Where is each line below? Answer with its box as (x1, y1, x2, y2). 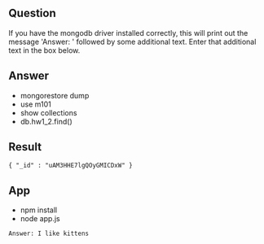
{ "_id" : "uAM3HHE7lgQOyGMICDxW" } (8, 162, 133, 170)
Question (8, 7, 56, 20)
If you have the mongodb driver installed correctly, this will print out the (8, 28, 249, 37)
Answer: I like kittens (8, 229, 90, 238)
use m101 (20, 99, 51, 109)
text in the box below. (8, 45, 81, 55)
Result (8, 140, 42, 154)
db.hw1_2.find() (20, 116, 73, 126)
